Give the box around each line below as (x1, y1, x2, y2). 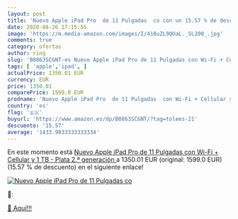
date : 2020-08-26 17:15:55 (7, 23, 87, 30)
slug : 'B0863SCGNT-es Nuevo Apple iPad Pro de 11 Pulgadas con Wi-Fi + (7, 57, 223, 64)
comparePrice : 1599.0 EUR (7, 89, 84, 96)
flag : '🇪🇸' (7, 109, 42, 116)
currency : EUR (7, 76, 50, 83)
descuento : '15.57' (7, 122, 65, 129)
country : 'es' (7, 102, 50, 109)
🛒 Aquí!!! (7, 204, 33, 213)
